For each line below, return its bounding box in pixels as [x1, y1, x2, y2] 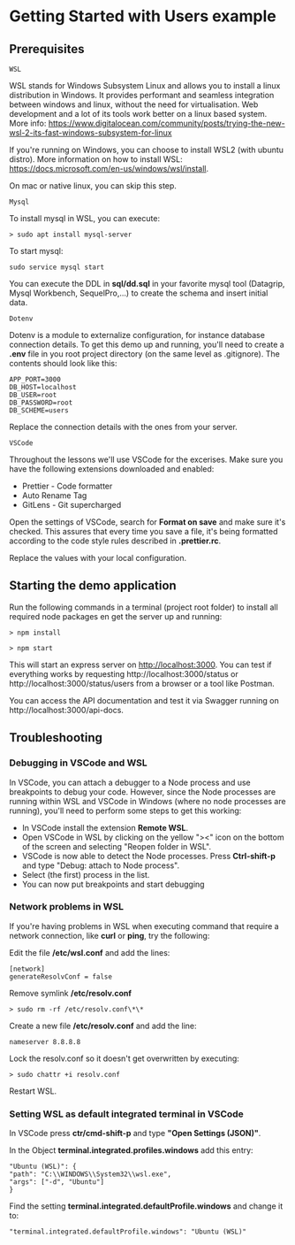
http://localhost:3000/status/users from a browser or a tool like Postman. [9, 678, 276, 688]
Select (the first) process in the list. [21, 869, 150, 880]
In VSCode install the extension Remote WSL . [21, 822, 188, 833]
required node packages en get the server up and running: [9, 611, 223, 621]
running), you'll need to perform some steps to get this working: [9, 805, 242, 816]
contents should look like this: [9, 358, 117, 368]
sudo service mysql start [9, 263, 104, 272]
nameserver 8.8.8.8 [9, 1037, 81, 1046]
